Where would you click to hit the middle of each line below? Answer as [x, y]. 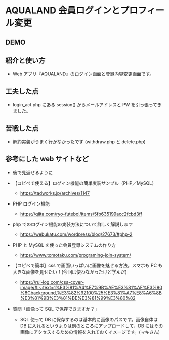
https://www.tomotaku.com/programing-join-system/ [76, 255]
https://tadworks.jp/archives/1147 [55, 193]
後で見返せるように [33, 172]
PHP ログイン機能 [31, 203]
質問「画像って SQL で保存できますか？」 [56, 309]
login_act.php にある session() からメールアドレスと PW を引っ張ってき [87, 105]
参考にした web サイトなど [47, 159]
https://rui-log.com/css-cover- [52, 282]
